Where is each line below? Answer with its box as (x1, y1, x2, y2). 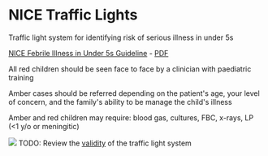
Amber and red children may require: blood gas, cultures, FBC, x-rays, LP (8, 112, 254, 123)
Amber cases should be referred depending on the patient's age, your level (8, 88, 260, 98)
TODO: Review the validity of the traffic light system (18, 138, 192, 148)
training (8, 72, 34, 82)
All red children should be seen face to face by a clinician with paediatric (8, 63, 252, 74)
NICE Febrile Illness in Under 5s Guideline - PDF (8, 48, 169, 58)
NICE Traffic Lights (8, 6, 138, 24)
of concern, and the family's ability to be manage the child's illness (8, 97, 233, 106)
